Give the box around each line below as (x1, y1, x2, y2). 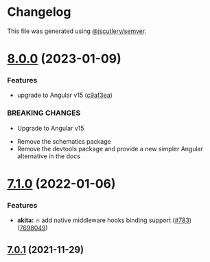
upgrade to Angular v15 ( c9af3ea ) (16, 91, 113, 100)
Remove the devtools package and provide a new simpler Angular (16, 144, 204, 153)
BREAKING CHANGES (7, 108, 81, 118)
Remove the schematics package (16, 137, 111, 145)
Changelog (7, 4, 71, 20)
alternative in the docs (16, 152, 81, 160)
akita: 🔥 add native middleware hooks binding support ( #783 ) (16, 216, 192, 224)
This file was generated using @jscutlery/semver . (7, 27, 147, 35)
